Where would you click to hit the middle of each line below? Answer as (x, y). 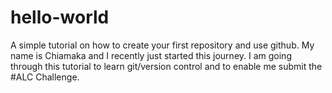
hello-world (60, 17)
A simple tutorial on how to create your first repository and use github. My (162, 45)
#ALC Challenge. (45, 77)
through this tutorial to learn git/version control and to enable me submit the (166, 66)
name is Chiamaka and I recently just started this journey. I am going (151, 55)
